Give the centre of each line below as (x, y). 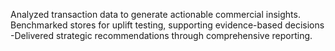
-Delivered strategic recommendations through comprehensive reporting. (161, 35)
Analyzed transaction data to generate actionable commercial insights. (155, 14)
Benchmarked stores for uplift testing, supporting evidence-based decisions (167, 25)
